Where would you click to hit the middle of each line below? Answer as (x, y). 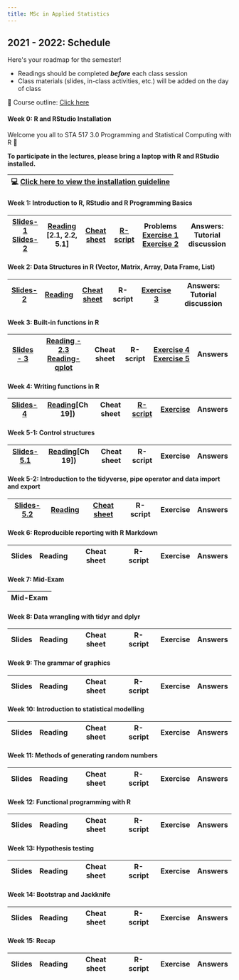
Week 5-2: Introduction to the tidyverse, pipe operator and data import (114, 479)
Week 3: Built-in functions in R (53, 322)
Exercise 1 (160, 235)
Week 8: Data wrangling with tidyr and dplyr (74, 617)
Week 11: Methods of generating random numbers (83, 755)
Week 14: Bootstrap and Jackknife (59, 895)
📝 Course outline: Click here (48, 102)
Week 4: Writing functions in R (53, 386)
